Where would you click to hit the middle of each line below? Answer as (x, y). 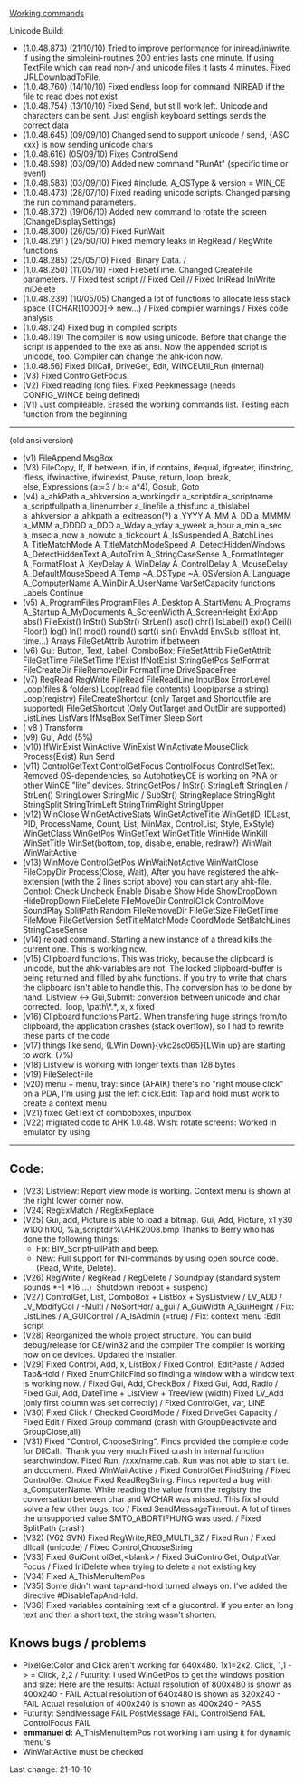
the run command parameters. (79, 202)
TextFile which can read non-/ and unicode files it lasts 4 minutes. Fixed (157, 68)
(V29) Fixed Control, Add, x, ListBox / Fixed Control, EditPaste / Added (153, 1364)
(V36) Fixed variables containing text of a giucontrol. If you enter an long (158, 1605)
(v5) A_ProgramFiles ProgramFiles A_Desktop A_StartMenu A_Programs (157, 602)
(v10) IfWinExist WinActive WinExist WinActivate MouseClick (135, 747)
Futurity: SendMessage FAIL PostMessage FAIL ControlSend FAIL (144, 1713)
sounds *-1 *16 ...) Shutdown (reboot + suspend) (115, 1287)
